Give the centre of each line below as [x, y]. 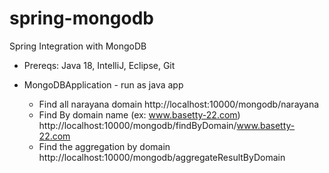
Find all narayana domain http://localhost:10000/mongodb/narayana [179, 104]
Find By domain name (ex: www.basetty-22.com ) [139, 114]
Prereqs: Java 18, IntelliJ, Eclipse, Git [99, 65]
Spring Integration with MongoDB [78, 46]
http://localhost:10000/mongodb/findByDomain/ [137, 125]
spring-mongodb [81, 18]
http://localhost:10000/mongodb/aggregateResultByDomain [162, 157]
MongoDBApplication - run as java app [103, 84]
